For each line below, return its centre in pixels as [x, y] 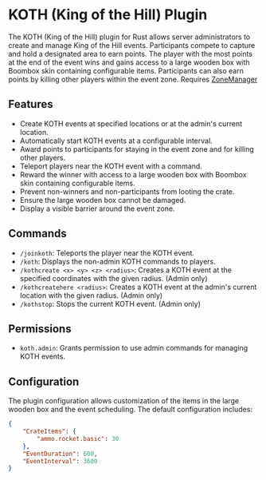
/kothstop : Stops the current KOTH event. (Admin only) [110, 303]
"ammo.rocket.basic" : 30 [78, 438]
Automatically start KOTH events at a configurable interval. [116, 141]
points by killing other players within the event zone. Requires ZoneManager [133, 79]
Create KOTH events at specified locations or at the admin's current [131, 123]
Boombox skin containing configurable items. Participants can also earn [126, 70]
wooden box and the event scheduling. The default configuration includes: [131, 410]
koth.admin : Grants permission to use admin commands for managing [134, 348]
